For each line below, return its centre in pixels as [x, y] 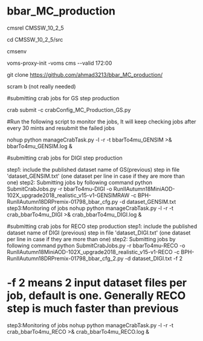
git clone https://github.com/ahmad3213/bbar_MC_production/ [85, 74]
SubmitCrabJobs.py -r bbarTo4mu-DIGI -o [60, 189]
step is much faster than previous [93, 309]
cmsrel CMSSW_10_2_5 [35, 28]
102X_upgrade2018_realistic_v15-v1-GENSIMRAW [68, 195]
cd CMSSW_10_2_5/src [35, 39]
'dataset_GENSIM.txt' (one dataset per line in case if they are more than [96, 176]
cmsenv [17, 51]
